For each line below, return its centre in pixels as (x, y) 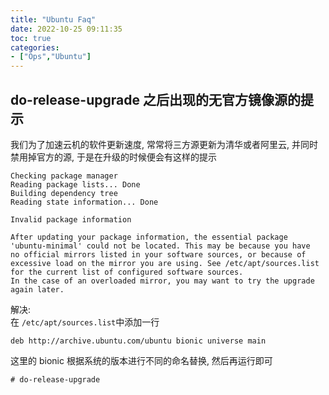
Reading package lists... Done (75, 184)
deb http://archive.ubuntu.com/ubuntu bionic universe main (138, 341)
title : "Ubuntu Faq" (53, 19)
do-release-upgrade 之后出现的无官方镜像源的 (155, 99)
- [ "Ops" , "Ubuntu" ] (51, 57)
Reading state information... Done (84, 202)
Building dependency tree (64, 193)
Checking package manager (64, 176)
